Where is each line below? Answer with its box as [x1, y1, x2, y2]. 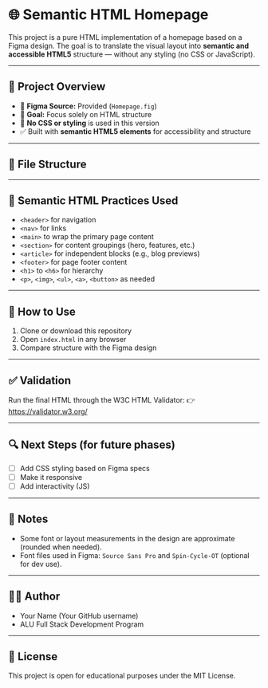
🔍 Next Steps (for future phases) [8, 438, 175, 452]
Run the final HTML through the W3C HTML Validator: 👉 [8, 395, 195, 404]
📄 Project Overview [8, 80, 106, 93]
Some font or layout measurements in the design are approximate [19, 533, 235, 543]
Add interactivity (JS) [19, 481, 90, 491]
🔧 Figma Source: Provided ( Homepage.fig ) [19, 101, 157, 111]
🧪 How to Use [8, 305, 76, 318]
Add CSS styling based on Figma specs [19, 463, 150, 473]
